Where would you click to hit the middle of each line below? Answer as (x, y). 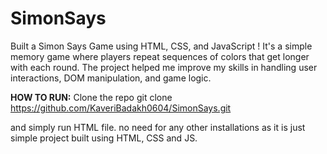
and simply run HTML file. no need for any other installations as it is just (158, 127)
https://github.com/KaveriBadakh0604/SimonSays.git (121, 108)
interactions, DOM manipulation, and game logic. (111, 78)
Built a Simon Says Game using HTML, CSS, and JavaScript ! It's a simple (161, 46)
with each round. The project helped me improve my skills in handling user (164, 67)
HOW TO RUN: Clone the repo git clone (91, 97)
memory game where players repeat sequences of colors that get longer (160, 56)
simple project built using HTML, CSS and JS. (104, 138)
